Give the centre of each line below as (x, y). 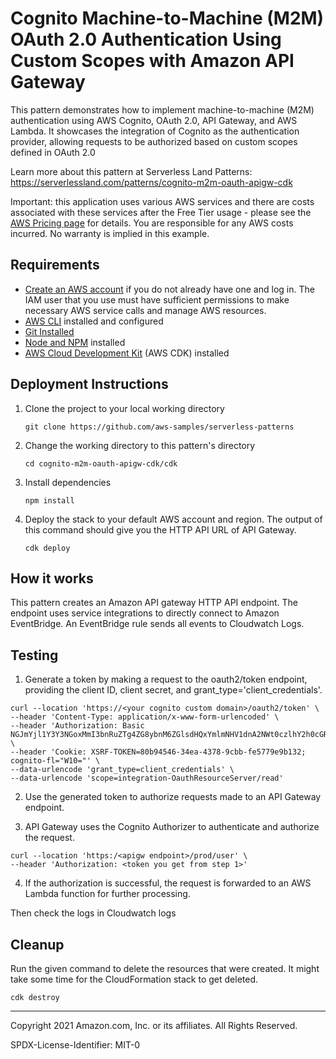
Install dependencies (68, 482)
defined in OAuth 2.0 (53, 152)
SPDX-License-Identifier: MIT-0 (75, 1045)
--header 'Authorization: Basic (77, 726)
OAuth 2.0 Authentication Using (146, 39)
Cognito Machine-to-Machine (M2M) (167, 18)
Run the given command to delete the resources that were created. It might (165, 968)
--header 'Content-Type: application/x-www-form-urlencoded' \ (145, 717)
